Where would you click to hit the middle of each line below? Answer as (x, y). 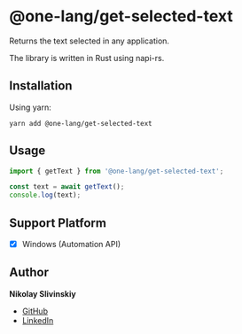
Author (29, 272)
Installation (41, 86)
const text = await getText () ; (67, 187)
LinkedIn (38, 320)
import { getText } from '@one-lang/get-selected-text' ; (117, 171)
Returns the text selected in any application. (90, 41)
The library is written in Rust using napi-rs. (87, 58)
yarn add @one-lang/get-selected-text (81, 123)
